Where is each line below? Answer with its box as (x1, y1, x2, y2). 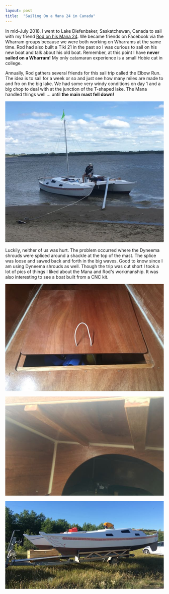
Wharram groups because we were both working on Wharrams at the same (5, 38, 161, 45)
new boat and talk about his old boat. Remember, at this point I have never (5, 49, 159, 55)
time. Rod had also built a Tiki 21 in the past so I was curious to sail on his (5, 44, 157, 50)
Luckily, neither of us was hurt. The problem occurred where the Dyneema (5, 247, 160, 253)
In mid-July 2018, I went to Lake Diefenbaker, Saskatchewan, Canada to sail (5, 28, 162, 34)
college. (5, 60, 22, 66)
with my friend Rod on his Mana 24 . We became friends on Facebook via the (5, 33, 164, 39)
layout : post (5, 8, 33, 13)
